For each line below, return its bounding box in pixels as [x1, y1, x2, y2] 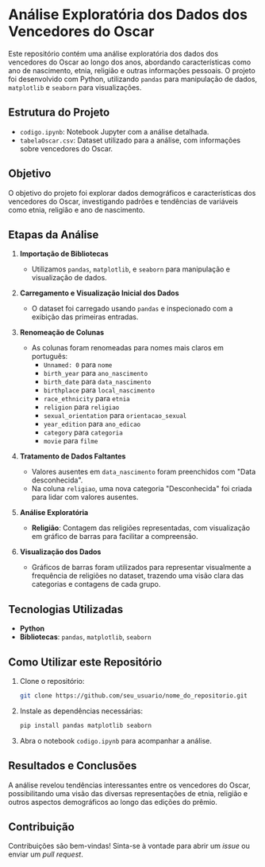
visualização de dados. [31, 273, 107, 283]
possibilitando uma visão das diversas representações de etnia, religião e [8, 788, 248, 798]
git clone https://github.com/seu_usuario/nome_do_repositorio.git [19, 692, 248, 700]
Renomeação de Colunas [19, 328, 105, 338]
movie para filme [43, 436, 98, 446]
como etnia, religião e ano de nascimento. [8, 205, 145, 214]
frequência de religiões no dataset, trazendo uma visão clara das [31, 571, 244, 580]
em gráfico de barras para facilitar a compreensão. [31, 532, 198, 541]
